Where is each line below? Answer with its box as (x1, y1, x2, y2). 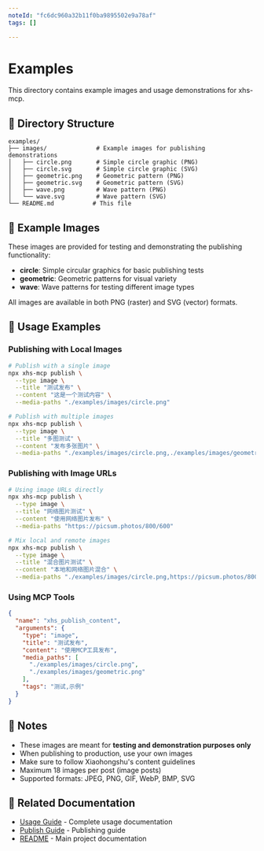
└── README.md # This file (8, 200, 132, 208)
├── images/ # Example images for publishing (8, 145, 206, 153)
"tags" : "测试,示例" (22, 683, 85, 691)
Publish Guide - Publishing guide (19, 826, 126, 835)
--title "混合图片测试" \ (15, 558, 93, 567)
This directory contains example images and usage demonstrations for (8, 86, 237, 95)
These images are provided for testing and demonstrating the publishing (8, 242, 243, 252)
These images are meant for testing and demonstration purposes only (19, 740, 251, 749)
